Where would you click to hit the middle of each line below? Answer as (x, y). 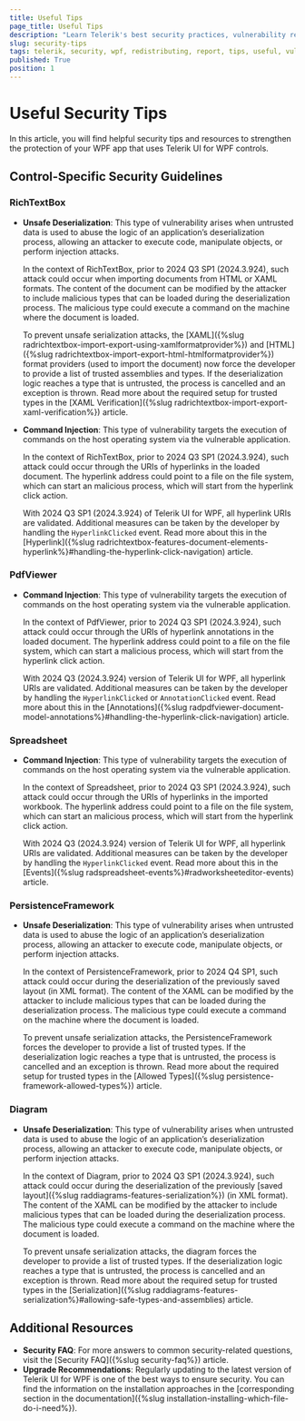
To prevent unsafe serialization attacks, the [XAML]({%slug (133, 335)
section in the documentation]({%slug (93, 1398)
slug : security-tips (49, 43)
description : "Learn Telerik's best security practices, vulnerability (148, 35)
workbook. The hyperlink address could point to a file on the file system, (158, 807)
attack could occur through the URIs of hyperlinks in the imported (145, 797)
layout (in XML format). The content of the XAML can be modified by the (158, 992)
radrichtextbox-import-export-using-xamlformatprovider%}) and (143, 344)
